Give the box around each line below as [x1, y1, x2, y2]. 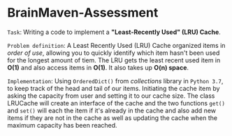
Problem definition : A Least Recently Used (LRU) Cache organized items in [7, 41, 226, 49]
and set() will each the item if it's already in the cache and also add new [7, 106, 217, 114]
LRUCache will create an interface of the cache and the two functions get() [7, 99, 226, 107]
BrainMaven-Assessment [7, 5, 159, 21]
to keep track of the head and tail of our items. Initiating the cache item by [7, 84, 220, 92]
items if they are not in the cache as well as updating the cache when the [7, 113, 218, 122]
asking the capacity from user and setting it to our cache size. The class [7, 92, 215, 100]
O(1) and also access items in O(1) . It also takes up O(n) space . [7, 63, 189, 71]
